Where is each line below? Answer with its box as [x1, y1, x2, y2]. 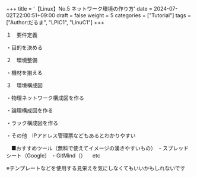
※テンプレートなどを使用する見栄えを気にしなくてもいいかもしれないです [6, 165, 186, 172]
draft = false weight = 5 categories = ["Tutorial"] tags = [56, 12, 192, 19]
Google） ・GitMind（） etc [26, 152, 101, 159]
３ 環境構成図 [6, 82, 43, 89]
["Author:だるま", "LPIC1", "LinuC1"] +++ [6, 19, 105, 25]
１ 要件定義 [6, 31, 37, 38]
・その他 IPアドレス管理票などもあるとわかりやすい [6, 132, 136, 139]
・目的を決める [6, 44, 43, 51]
